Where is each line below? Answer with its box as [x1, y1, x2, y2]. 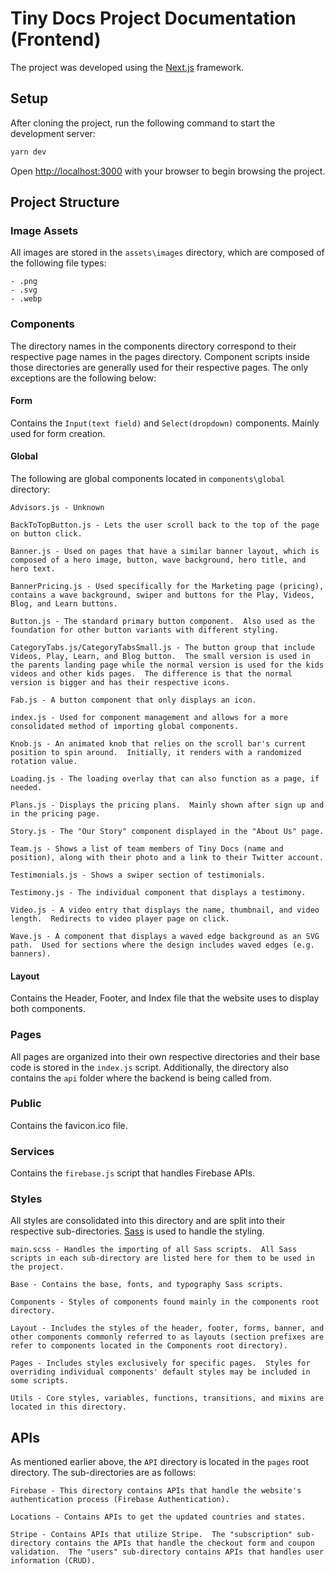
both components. [10, 1003, 86, 1015]
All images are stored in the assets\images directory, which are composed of [10, 247, 325, 259]
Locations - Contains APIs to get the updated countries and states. [10, 1512, 307, 1522]
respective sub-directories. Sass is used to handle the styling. [10, 1225, 265, 1237]
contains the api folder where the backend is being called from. [10, 1072, 272, 1084]
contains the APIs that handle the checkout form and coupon [54, 1538, 315, 1549]
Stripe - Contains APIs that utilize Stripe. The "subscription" [10, 1530, 293, 1540]
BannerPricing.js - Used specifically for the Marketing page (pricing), [10, 582, 325, 592]
